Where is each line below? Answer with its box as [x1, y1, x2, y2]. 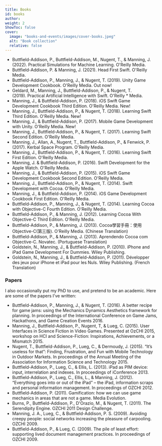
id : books [5, 12, 25, 17]
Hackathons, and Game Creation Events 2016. [12, 317, 104, 323]
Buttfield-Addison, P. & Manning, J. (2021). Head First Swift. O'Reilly [12, 66, 147, 73]
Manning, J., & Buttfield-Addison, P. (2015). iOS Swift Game [12, 170, 131, 176]
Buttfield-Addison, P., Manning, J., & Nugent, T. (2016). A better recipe [12, 302, 152, 308]
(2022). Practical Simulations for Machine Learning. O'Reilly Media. [12, 62, 146, 67]
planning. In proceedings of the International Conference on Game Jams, [12, 313, 158, 318]
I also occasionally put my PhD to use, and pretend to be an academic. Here [5, 287, 156, 294]
